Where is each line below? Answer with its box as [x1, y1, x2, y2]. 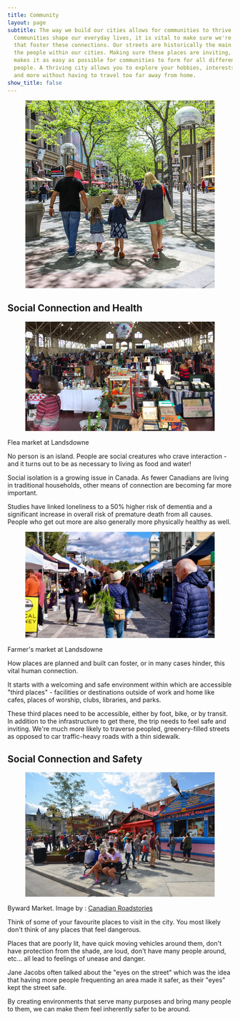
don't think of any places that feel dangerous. [7, 925, 141, 934]
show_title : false [7, 79, 62, 86]
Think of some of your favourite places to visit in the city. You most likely [7, 917, 221, 926]
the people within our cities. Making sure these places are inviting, [14, 49, 232, 56]
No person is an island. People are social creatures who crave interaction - [7, 452, 227, 460]
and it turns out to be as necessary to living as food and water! [7, 459, 191, 468]
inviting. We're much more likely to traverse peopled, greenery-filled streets [7, 724, 230, 733]
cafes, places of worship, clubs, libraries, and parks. [7, 696, 161, 705]
